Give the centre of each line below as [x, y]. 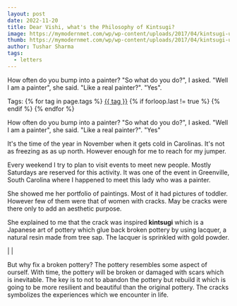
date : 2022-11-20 [33, 20]
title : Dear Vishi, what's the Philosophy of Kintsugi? [91, 27]
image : [17, 34]
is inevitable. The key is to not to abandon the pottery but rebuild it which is [117, 279]
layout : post [26, 14]
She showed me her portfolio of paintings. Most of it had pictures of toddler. [117, 193]
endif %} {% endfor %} [41, 108]
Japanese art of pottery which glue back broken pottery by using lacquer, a [117, 230]
